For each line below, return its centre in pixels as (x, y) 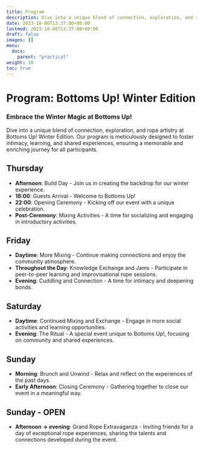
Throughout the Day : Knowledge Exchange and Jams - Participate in (101, 268)
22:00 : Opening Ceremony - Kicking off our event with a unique (95, 202)
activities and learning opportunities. (60, 327)
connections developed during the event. (66, 439)
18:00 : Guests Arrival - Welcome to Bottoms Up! (75, 196)
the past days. (33, 380)
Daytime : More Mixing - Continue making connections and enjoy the (100, 255)
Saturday (24, 306)
